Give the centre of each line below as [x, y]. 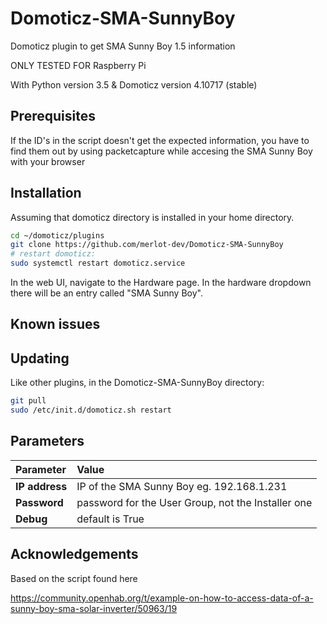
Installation [46, 193]
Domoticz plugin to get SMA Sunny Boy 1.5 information [123, 46]
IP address [41, 486]
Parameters [47, 441]
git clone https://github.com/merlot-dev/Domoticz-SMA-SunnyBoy [147, 245]
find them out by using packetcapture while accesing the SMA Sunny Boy [161, 151]
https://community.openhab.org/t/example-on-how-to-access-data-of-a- [162, 598]
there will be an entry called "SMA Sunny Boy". [106, 293]
